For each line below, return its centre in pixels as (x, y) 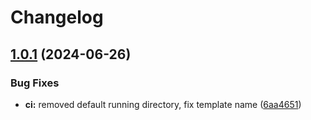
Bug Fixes (35, 83)
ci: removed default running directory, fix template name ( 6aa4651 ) (163, 104)
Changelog (57, 17)
